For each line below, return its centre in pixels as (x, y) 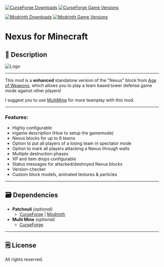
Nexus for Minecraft (47, 37)
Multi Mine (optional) (33, 220)
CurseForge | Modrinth (42, 214)
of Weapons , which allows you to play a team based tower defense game (79, 86)
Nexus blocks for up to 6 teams (44, 138)
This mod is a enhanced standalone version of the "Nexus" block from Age (81, 80)
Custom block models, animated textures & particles (65, 174)
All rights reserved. (24, 259)
